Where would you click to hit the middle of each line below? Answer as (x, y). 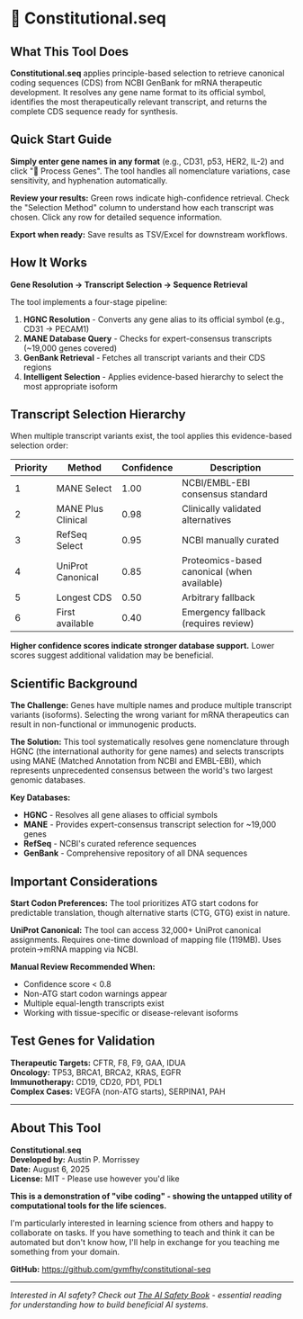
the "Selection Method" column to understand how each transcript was (142, 207)
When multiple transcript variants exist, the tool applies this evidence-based (151, 436)
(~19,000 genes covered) (70, 348)
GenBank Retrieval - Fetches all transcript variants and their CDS (144, 357)
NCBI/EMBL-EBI (216, 483)
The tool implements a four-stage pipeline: (89, 301)
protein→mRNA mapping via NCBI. (74, 949)
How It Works (49, 263)
